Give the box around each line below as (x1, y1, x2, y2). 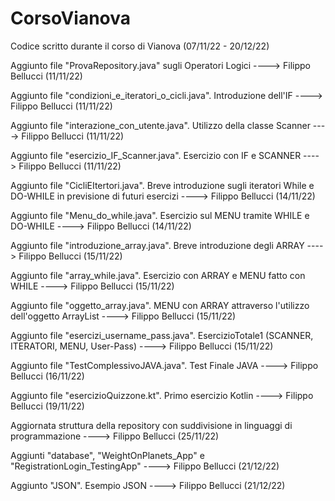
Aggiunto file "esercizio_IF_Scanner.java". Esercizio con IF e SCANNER (10, 149, 302, 161)
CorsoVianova (10, 7, 132, 30)
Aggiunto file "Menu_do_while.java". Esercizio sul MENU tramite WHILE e (10, 209, 310, 221)
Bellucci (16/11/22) (10, 370, 85, 382)
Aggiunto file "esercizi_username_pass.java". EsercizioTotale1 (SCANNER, (10, 329, 314, 341)
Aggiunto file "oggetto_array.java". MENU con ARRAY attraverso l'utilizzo (10, 299, 310, 311)
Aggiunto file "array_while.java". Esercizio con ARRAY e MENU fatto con (10, 269, 306, 281)
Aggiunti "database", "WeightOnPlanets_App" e (10, 449, 205, 461)
